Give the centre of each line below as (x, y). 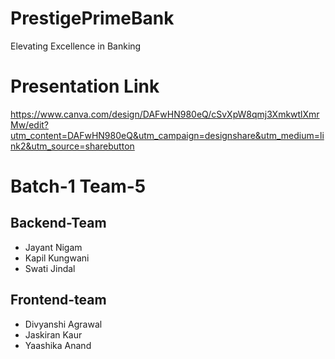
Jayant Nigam (53, 247)
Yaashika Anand (58, 345)
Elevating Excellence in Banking (76, 46)
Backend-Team (58, 223)
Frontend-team (58, 300)
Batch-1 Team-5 (78, 186)
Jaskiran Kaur (53, 334)
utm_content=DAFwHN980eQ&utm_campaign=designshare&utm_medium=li (167, 135)
